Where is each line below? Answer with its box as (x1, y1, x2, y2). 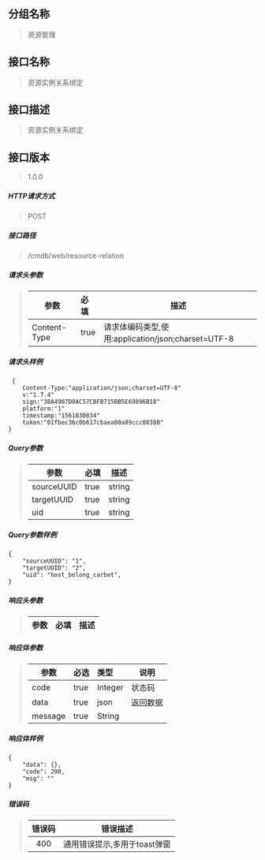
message (31, 711, 66, 721)
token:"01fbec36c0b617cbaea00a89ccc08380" (22, 419, 164, 427)
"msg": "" (22, 774, 55, 783)
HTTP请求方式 (8, 191, 55, 200)
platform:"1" (22, 405, 65, 413)
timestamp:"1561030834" (22, 412, 101, 420)
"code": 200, (22, 768, 65, 776)
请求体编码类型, (103, 322, 162, 333)
